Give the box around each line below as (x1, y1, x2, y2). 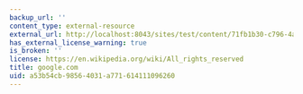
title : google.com (9, 64, 78, 73)
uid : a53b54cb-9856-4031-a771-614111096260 (9, 72, 176, 81)
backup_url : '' (9, 13, 67, 22)
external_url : (9, 30, 63, 38)
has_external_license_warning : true (9, 38, 147, 47)
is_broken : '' (9, 47, 63, 56)
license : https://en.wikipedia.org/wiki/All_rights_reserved (9, 55, 244, 64)
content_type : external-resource (9, 21, 135, 30)
